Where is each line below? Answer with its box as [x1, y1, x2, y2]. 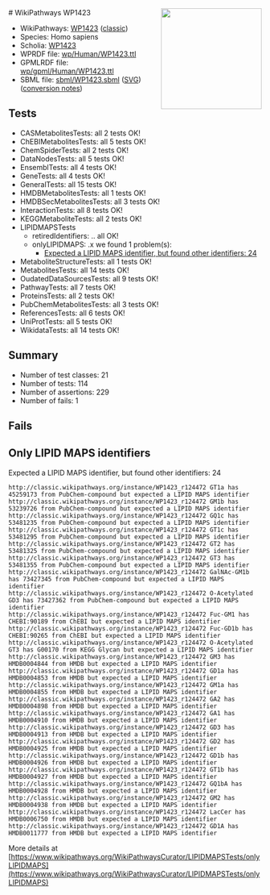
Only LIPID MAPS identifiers [8, 447, 151, 460]
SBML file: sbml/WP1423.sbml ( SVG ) [19, 75, 141, 84]
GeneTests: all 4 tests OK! [19, 171, 106, 181]
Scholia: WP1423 [19, 40, 76, 50]
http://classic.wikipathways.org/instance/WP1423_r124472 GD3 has [8, 723, 235, 731]
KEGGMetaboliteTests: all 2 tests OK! [19, 214, 142, 223]
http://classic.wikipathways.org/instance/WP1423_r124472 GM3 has [8, 652, 235, 660]
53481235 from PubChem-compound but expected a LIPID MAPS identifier [8, 518, 250, 527]
